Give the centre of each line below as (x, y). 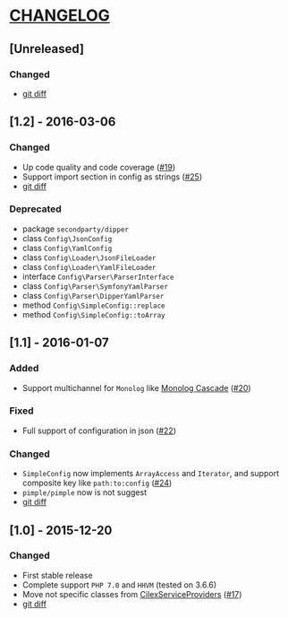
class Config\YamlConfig (67, 248)
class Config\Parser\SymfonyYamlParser (95, 286)
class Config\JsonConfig (67, 238)
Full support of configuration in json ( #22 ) (99, 431)
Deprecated (36, 209)
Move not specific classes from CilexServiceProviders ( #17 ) (132, 594)
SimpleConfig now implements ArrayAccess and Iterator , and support (151, 474)
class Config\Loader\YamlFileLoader (89, 266)
